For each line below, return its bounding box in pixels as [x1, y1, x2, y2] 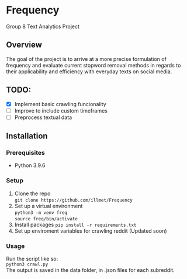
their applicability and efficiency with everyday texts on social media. [6, 68, 172, 75]
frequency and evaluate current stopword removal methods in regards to [6, 62, 181, 69]
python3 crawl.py [6, 261, 49, 267]
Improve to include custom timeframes [14, 107, 108, 114]
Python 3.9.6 [14, 162, 46, 169]
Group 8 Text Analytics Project [6, 23, 80, 30]
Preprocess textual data [14, 114, 72, 121]
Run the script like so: [6, 256, 58, 263]
